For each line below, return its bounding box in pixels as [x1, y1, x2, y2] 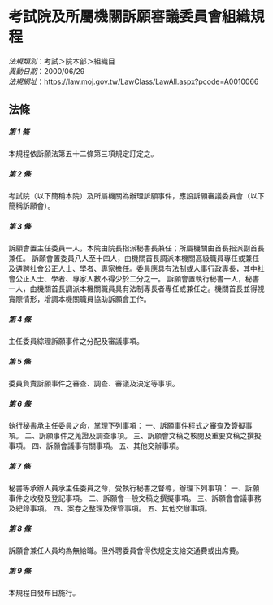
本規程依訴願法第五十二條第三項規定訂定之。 [8, 149, 158, 159]
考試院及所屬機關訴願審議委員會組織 [8, 7, 251, 26]
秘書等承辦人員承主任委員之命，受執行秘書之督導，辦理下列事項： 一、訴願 [8, 483, 260, 493]
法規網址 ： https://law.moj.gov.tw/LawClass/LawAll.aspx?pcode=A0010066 [8, 76, 259, 86]
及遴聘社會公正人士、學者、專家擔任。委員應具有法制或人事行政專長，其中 [8, 263, 258, 273]
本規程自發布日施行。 [8, 588, 80, 598]
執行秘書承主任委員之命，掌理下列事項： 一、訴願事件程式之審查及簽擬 [8, 420, 245, 431]
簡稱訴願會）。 [8, 201, 55, 211]
